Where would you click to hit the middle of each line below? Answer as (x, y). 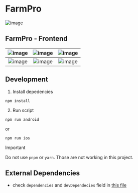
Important (15, 148)
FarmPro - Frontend (36, 39)
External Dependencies (43, 173)
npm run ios (18, 138)
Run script (23, 110)
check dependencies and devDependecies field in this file (70, 185)
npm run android (22, 119)
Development (27, 80)
